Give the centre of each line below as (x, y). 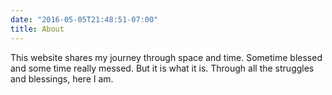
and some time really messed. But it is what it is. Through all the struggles (162, 68)
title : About (37, 29)
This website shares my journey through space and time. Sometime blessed (166, 57)
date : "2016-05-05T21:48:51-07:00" (84, 19)
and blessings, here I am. (62, 78)
